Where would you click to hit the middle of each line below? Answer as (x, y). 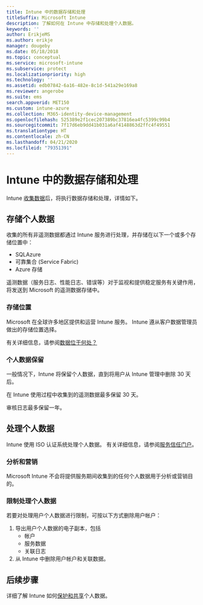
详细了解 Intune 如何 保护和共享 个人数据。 (59, 596)
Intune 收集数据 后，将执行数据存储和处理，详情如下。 (74, 198)
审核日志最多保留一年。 (36, 407)
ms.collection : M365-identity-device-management (69, 114)
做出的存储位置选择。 (33, 329)
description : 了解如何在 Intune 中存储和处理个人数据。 (71, 23)
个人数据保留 (25, 359)
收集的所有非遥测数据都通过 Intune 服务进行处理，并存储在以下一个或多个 (98, 235)
